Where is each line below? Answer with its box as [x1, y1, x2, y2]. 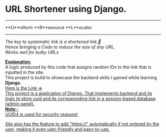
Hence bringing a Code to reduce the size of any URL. [5, 44, 116, 50]
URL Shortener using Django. [5, 3, 127, 15]
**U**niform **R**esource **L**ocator [5, 24, 92, 30]
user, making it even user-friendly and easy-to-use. [5, 126, 110, 132]
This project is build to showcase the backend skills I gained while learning [5, 74, 157, 80]
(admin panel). [5, 100, 35, 107]
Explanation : [5, 58, 32, 65]
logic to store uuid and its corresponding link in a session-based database [5, 95, 156, 101]
